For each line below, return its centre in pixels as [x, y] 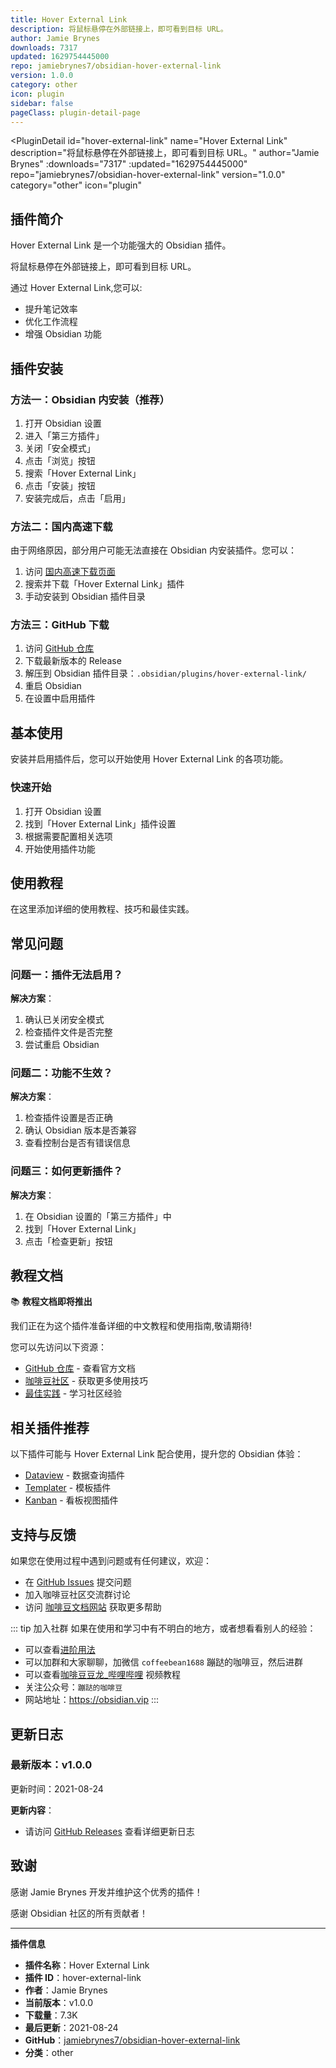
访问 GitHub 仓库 [59, 648]
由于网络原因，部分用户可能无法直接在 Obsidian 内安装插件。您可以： [154, 550]
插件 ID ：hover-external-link [83, 1977]
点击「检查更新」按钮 [68, 1241]
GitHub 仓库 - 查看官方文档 [80, 1368]
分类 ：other [49, 2052]
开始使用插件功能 [60, 848]
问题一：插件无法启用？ [66, 974]
